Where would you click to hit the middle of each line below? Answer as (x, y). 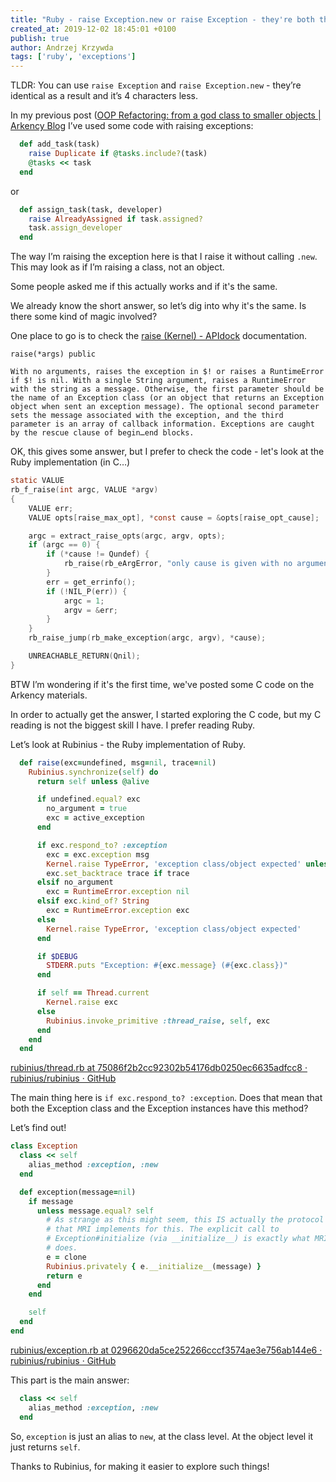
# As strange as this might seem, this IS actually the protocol (185, 1220)
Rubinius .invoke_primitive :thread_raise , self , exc (158, 1021)
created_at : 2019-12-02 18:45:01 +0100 (93, 29)
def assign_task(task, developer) (91, 209)
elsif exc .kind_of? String (93, 901)
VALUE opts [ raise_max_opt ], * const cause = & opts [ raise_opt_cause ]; (174, 517)
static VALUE (37, 481)
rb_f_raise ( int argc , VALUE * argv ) (84, 490)
